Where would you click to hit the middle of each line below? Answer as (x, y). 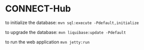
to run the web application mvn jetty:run (47, 42)
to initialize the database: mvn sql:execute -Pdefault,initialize (72, 22)
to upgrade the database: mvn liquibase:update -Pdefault (66, 32)
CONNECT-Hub (38, 9)
